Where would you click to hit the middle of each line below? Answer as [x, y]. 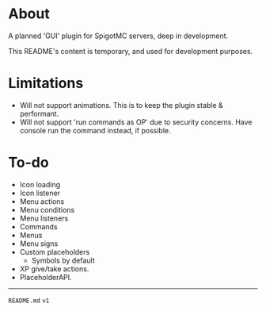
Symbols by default [63, 260]
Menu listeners [44, 218]
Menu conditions [47, 209]
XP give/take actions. [54, 269]
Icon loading [40, 184]
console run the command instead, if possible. [95, 130]
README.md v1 [29, 301]
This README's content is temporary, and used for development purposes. [131, 51]
